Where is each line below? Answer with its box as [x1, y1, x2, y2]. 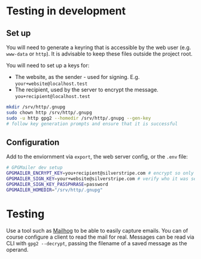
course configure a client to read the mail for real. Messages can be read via [6, 233, 194, 240]
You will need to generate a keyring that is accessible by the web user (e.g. [6, 44, 191, 51]
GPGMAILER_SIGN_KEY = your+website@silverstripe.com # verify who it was [6, 176, 188, 182]
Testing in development [6, 4, 126, 18]
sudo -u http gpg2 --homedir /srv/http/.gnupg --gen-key [6, 115, 151, 121]
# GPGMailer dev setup [6, 164, 63, 171]
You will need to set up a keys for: [6, 62, 90, 69]
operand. [6, 246, 29, 253]
